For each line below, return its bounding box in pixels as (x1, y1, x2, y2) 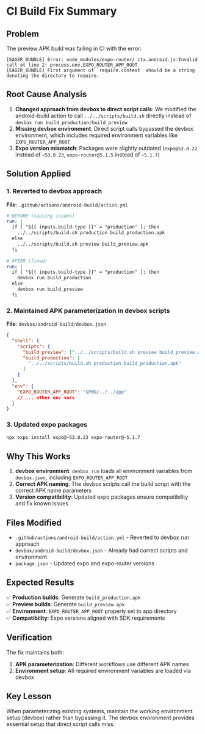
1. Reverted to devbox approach (6, 187, 103, 196)
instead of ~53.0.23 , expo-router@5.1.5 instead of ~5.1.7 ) (15, 151, 160, 158)
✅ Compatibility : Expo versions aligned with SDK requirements (6, 614, 165, 622)
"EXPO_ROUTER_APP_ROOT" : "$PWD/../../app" (17, 389, 127, 395)
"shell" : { (12, 337, 40, 343)
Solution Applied (6, 169, 71, 179)
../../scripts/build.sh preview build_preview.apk (17, 241, 149, 247)
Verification (6, 633, 52, 643)
